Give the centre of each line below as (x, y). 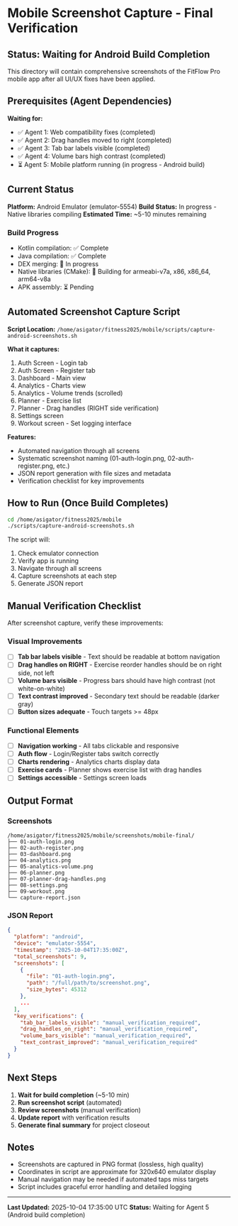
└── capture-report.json (44, 898)
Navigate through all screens (59, 569)
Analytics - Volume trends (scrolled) (70, 393)
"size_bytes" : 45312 (56, 990)
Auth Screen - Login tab (53, 363)
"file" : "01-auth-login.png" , (70, 976)
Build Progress (33, 232)
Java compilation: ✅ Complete (62, 256)
